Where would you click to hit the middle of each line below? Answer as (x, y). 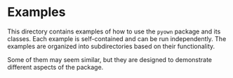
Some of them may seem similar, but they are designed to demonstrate (110, 59)
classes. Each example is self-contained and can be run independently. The (117, 38)
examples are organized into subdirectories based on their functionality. (111, 46)
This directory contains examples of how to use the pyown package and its (114, 31)
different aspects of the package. (55, 67)
